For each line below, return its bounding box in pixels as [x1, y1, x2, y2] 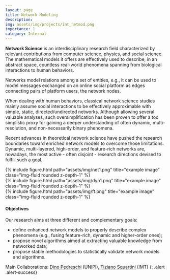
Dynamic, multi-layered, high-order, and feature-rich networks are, [5, 146, 146, 152]
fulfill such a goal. [5, 157, 43, 163]
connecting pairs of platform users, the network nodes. [5, 88, 121, 94]
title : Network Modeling [5, 12, 58, 17]
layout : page [5, 7, 33, 13]
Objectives [5, 205, 29, 211]
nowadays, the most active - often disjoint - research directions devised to [5, 152, 161, 157]
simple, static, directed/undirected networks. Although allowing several [5, 109, 155, 115]
